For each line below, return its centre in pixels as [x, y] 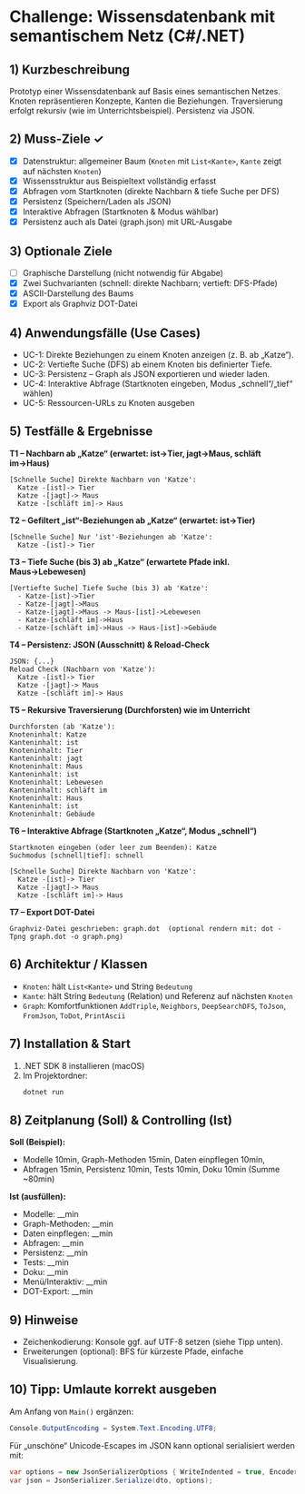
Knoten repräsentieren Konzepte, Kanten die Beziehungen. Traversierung [146, 101]
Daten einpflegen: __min [68, 1233]
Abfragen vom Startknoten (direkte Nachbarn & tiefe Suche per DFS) [151, 191]
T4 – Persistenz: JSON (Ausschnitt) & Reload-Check [110, 644]
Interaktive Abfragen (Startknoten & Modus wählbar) [121, 212]
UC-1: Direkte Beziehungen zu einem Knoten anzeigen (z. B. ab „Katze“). [158, 355]
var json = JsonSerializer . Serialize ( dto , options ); [111, 1480]
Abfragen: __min [53, 1243]
